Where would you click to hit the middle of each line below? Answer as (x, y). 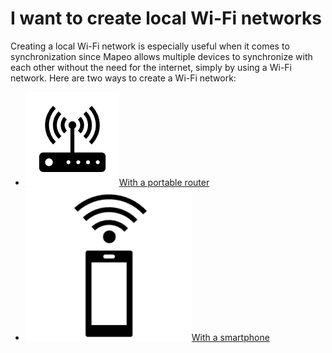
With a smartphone (230, 337)
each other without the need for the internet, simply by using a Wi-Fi (151, 67)
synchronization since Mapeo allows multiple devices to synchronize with (161, 56)
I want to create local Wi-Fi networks (166, 18)
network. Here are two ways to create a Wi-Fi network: (123, 78)
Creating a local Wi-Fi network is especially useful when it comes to (150, 46)
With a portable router (164, 182)
